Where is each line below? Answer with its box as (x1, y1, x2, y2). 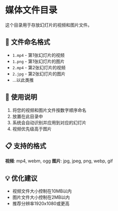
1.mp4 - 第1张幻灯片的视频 (12, 52, 65, 58)
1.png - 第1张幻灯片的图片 (12, 58, 65, 64)
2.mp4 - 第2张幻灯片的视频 (12, 64, 66, 70)
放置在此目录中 (12, 113, 43, 119)
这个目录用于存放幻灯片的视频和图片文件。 (5, 22, 92, 28)
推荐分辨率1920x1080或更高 (12, 201, 70, 207)
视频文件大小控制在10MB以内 (12, 188, 72, 194)
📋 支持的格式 (5, 141, 47, 150)
